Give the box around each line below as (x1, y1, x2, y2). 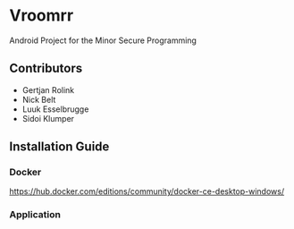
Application (9, 208, 61, 221)
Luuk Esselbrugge (21, 104, 89, 114)
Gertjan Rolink (21, 84, 75, 95)
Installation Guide (9, 140, 110, 155)
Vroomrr (9, 5, 74, 26)
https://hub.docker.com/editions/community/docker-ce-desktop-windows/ (9, 186, 284, 197)
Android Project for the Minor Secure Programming (9, 35, 197, 46)
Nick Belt (21, 94, 56, 105)
